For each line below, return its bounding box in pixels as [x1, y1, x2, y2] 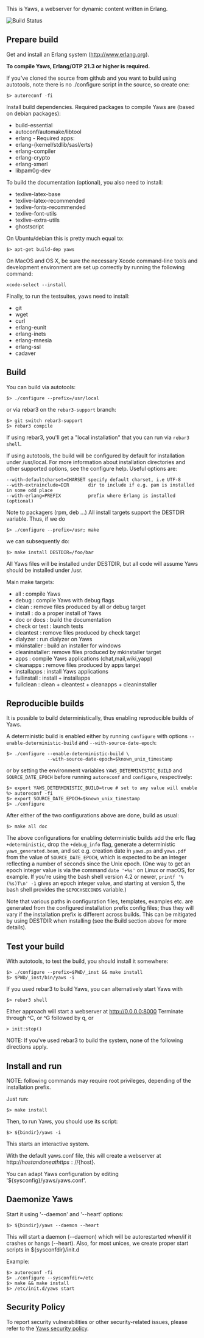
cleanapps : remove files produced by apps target [15, 661, 141, 669]
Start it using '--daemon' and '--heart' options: [6, 1210, 124, 1217]
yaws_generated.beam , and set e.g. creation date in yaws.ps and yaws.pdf [6, 847, 186, 854]
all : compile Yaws [15, 590, 61, 597]
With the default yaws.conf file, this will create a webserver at [6, 1152, 161, 1160]
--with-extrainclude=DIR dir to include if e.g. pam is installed [6, 482, 195, 488]
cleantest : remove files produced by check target [15, 629, 141, 636]
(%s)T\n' [6, 881, 29, 887]
